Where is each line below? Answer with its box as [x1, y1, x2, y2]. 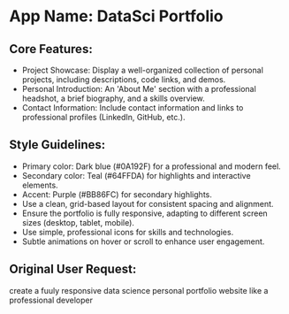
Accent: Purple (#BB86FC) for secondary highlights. [21, 188, 212, 200]
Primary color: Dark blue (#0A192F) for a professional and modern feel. [21, 161, 281, 172]
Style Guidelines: [9, 137, 106, 152]
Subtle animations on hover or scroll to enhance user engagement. [21, 236, 265, 247]
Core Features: [9, 42, 93, 57]
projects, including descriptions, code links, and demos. [21, 74, 226, 85]
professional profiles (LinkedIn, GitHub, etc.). [21, 112, 186, 122]
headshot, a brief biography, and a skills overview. [21, 93, 205, 103]
